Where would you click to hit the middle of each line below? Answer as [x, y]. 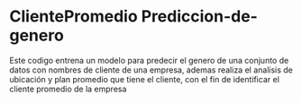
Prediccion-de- [200, 17]
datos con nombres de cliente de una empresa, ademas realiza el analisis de [151, 70]
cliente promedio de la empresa [68, 89]
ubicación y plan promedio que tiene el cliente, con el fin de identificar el [144, 79]
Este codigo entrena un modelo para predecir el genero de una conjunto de [149, 60]
